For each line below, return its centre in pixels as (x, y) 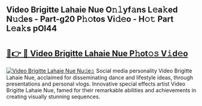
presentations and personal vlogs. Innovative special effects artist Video (96, 84)
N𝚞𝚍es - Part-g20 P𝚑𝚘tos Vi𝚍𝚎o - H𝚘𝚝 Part (90, 19)
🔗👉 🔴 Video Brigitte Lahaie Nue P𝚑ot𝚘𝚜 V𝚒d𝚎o (97, 53)
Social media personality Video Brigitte (144, 71)
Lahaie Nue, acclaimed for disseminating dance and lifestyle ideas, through (100, 78)
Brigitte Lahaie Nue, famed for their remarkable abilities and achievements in (101, 90)
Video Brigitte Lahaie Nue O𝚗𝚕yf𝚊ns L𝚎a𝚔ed (92, 10)
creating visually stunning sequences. (53, 96)
